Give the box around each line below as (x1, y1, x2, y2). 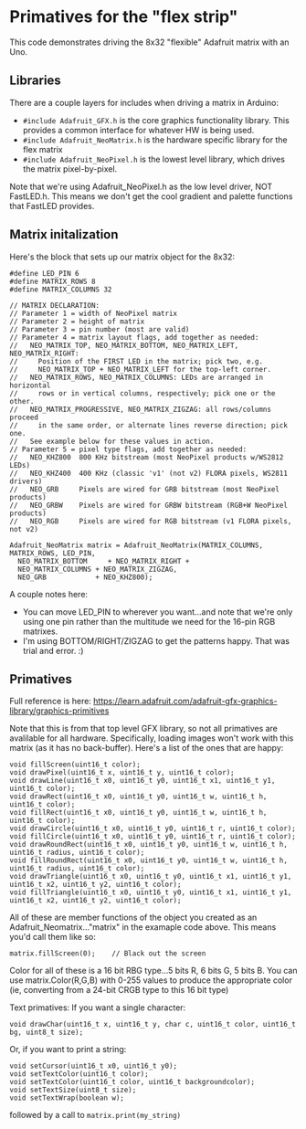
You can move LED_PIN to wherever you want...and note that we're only (22, 606, 293, 617)
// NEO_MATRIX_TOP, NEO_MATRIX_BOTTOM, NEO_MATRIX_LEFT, (9, 341, 239, 350)
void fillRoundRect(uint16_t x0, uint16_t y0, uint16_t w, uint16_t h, (9, 856, 288, 865)
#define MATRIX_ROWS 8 (9, 277, 96, 286)
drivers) (9, 477, 43, 486)
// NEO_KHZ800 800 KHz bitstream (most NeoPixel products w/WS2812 (9, 452, 284, 462)
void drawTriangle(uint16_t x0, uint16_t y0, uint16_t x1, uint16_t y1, (9, 872, 292, 881)
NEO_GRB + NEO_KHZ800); (17, 573, 153, 582)
